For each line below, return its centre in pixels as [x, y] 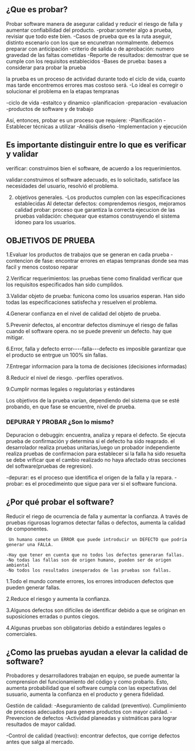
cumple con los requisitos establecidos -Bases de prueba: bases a [86, 61]
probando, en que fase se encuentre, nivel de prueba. [71, 407]
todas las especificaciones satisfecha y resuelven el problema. [82, 302]
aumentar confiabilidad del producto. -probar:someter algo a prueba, [89, 30]
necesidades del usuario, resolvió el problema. [62, 186]
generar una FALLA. [30, 544]
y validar [22, 154]
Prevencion [20, 718]
